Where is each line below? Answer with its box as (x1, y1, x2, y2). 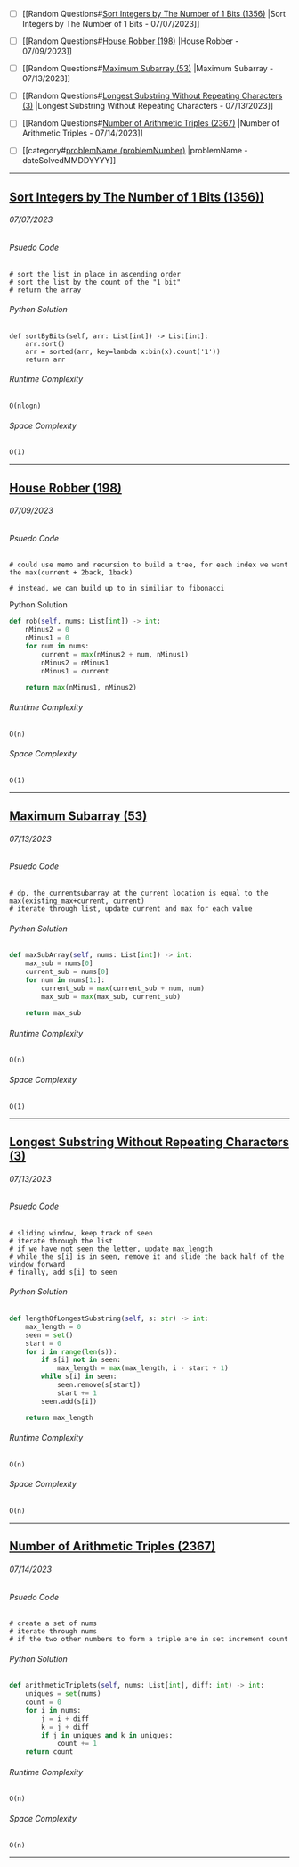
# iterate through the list (9, 1236, 114, 1245)
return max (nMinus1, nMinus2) (25, 682, 138, 691)
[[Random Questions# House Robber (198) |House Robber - (21, 36, 239, 46)
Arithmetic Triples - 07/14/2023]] (21, 128, 144, 138)
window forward (9, 1260, 66, 1268)
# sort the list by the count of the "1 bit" (9, 277, 181, 286)
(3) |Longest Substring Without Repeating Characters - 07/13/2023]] (21, 101, 274, 112)
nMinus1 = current (41, 666, 109, 675)
